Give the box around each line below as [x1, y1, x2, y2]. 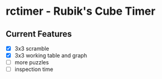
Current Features [5, 29, 72, 39]
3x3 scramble [14, 45, 49, 52]
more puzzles [14, 59, 49, 66]
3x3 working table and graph [14, 52, 88, 59]
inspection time [14, 66, 54, 73]
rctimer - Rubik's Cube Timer [5, 4, 156, 18]
